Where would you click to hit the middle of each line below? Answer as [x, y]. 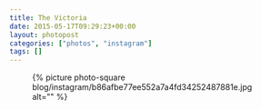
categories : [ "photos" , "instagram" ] [81, 43]
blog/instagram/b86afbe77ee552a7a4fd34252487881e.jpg [142, 87]
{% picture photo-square [79, 77]
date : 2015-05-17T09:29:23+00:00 [73, 26]
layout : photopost [44, 35]
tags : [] [26, 52]
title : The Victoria [49, 18]
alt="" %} [50, 97]
